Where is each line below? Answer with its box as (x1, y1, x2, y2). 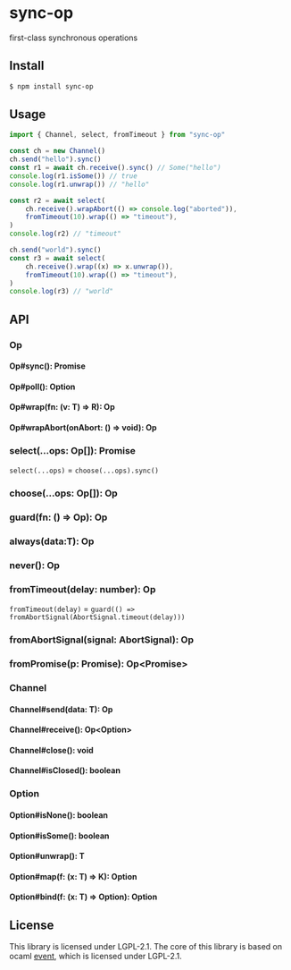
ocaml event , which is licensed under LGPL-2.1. (9, 951, 182, 962)
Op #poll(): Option (9, 381, 76, 392)
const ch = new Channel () (9, 147, 105, 156)
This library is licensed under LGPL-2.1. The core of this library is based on (9, 941, 283, 952)
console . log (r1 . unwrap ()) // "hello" (9, 180, 150, 189)
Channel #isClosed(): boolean (9, 765, 121, 776)
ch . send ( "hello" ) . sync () (9, 155, 102, 164)
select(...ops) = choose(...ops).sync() (9, 464, 159, 476)
